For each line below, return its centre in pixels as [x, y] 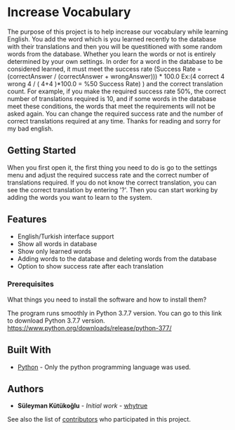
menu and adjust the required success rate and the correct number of [108, 175]
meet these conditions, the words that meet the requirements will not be [111, 106]
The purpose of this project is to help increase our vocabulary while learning [117, 32]
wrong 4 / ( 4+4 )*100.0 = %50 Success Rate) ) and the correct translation [115, 83]
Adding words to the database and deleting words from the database [117, 258]
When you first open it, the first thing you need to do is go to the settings [112, 167]
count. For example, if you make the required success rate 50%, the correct [117, 91]
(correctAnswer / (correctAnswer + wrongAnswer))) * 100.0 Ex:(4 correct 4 [116, 76]
